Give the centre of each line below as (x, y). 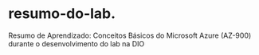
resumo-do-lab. (62, 14)
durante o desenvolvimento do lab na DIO (77, 43)
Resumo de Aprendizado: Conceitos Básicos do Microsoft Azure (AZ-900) (130, 35)
